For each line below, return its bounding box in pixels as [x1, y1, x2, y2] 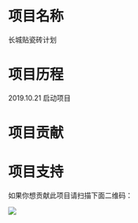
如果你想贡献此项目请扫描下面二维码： [8, 191, 132, 200]
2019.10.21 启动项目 [8, 93, 71, 103]
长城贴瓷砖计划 [8, 35, 57, 44]
